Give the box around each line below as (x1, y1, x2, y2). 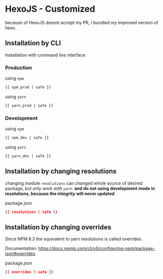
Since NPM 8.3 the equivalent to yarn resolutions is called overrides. (5, 236, 143, 242)
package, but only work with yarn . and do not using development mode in (5, 185, 155, 191)
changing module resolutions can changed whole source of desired (5, 180, 143, 186)
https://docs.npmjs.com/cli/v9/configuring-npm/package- (38, 246, 155, 252)
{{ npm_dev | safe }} (5, 136, 49, 140)
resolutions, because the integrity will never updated (5, 190, 115, 196)
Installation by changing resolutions (5, 167, 117, 176)
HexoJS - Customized (5, 3, 95, 15)
